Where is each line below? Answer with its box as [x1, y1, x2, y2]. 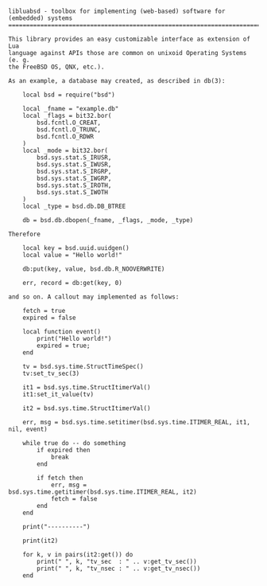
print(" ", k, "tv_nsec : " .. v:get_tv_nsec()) [37, 565, 201, 572]
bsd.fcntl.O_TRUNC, [37, 126, 102, 134]
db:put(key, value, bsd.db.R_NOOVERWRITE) [22, 265, 165, 273]
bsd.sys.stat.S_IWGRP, [37, 174, 112, 182]
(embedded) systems [8, 14, 73, 22]
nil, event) [8, 425, 48, 433]
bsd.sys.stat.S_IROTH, [37, 182, 112, 189]
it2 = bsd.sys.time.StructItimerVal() [22, 404, 151, 412]
